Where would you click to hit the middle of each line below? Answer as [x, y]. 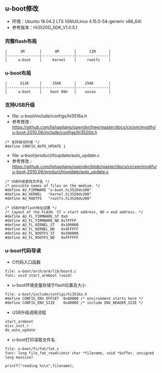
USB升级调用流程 [29, 312]
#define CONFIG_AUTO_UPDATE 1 [35, 146]
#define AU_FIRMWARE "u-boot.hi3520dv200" [48, 190]
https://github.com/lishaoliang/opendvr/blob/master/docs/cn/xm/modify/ [84, 166]
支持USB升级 [20, 105]
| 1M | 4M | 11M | [58, 52]
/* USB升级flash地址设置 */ [31, 208]
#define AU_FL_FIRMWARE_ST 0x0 [36, 216]
